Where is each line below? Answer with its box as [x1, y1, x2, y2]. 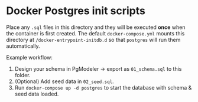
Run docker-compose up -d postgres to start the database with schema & [14, 84, 192, 91]
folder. [14, 71, 31, 78]
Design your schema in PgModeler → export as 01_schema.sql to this [14, 65, 182, 72]
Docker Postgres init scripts [6, 4, 146, 18]
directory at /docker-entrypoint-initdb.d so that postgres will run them [6, 36, 181, 43]
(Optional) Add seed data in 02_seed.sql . [14, 78, 114, 85]
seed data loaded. [14, 90, 59, 97]
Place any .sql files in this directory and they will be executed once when [6, 24, 186, 31]
